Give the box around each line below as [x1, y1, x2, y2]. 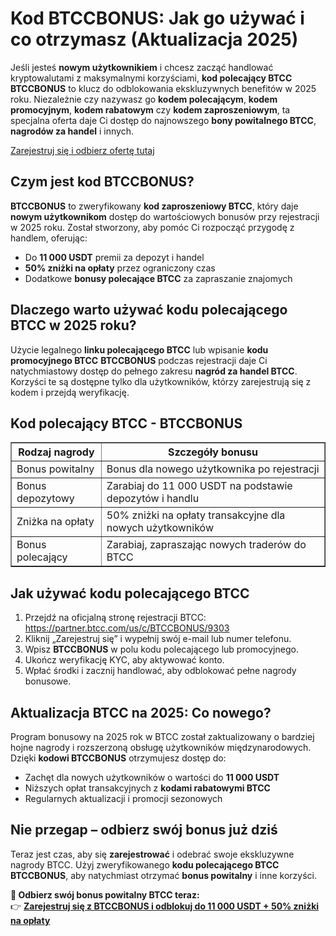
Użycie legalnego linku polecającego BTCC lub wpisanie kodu [10, 343, 269, 356]
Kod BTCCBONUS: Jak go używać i [10, 7, 305, 30]
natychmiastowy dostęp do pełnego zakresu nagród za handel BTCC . [10, 365, 298, 377]
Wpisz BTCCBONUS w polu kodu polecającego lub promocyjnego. [24, 643, 299, 656]
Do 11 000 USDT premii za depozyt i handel [24, 251, 205, 263]
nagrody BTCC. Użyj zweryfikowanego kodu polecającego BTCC [10, 858, 280, 871]
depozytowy [16, 492, 75, 506]
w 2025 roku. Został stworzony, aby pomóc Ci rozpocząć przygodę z [10, 221, 295, 233]
